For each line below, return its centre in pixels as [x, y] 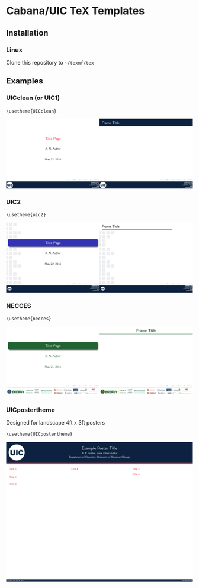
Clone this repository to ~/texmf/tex [50, 62]
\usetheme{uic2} [26, 215]
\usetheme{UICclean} [32, 111]
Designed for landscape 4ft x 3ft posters [56, 422]
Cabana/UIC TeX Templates [76, 11]
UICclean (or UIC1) [33, 98]
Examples [25, 81]
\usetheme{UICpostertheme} [39, 434]
